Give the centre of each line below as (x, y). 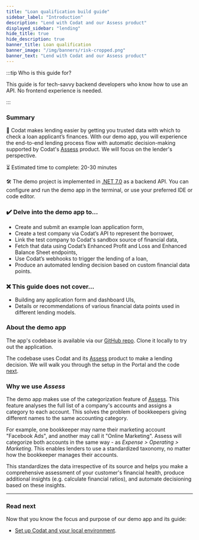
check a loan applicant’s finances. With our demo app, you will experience (97, 136)
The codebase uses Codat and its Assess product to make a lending (89, 358)
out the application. (30, 347)
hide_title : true (28, 34)
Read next (21, 506)
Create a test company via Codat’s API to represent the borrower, (94, 234)
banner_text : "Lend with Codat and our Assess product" (76, 56)
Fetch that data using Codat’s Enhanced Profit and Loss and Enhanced (101, 246)
